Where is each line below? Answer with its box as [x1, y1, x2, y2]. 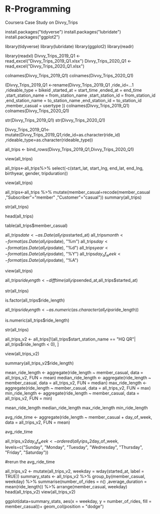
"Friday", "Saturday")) [5, 449, 48, 455]
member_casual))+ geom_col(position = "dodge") [5, 504, 104, 510]
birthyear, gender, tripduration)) [5, 170, 68, 176]
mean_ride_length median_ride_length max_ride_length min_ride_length [5, 405, 148, 411]
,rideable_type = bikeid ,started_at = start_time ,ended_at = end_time [5, 87, 142, 93]
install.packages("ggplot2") [5, 34, 60, 40]
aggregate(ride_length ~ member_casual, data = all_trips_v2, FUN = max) [5, 385, 151, 391]
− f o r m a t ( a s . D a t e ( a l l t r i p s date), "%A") [5, 257, 79, 264]
